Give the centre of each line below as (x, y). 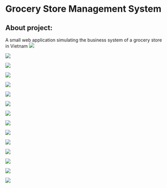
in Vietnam (17, 46)
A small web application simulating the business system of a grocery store (84, 40)
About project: (29, 28)
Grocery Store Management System (83, 9)
